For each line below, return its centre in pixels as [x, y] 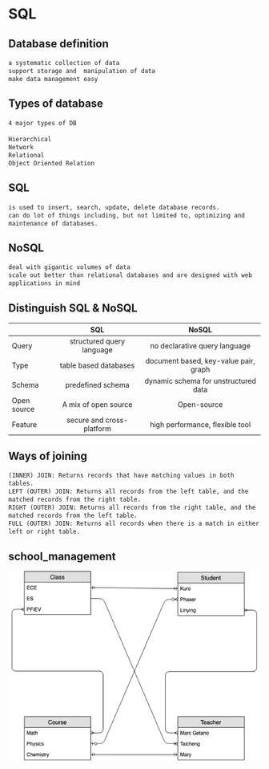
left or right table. [44, 532]
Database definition [59, 44]
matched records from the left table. [73, 516]
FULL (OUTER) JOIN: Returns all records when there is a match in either [134, 524]
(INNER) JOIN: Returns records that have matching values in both [121, 476]
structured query [97, 341]
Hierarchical [30, 139]
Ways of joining [48, 456]
